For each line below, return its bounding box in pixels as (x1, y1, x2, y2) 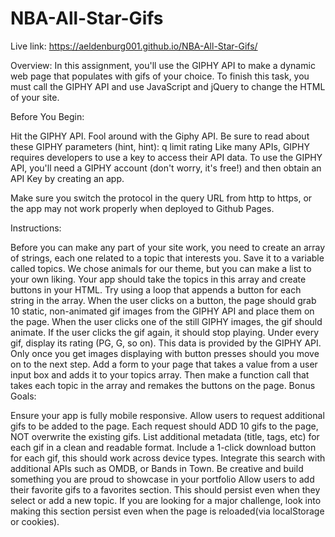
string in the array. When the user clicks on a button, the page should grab (10, 294, 317, 306)
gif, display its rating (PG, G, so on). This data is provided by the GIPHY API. (10, 337, 322, 349)
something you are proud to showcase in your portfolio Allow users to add (10, 473, 315, 485)
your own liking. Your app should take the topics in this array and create (10, 273, 307, 285)
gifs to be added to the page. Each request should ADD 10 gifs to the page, (10, 420, 319, 432)
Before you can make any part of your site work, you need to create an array (10, 241, 326, 253)
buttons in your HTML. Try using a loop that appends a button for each (10, 283, 302, 296)
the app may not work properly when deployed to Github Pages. (10, 202, 275, 214)
